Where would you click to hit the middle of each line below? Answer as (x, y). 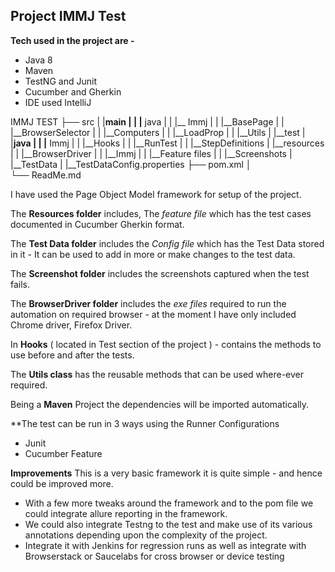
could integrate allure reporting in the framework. (126, 513)
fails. (20, 284)
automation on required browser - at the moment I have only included (153, 314)
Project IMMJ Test (68, 16)
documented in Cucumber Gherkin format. (97, 224)
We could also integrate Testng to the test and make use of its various (168, 524)
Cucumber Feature (63, 453)
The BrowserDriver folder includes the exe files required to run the (148, 303)
